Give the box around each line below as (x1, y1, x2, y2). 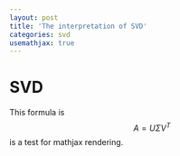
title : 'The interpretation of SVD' (9, 22, 147, 31)
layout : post (9, 13, 59, 23)
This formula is (9, 107, 65, 118)
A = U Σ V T (133, 121, 171, 133)
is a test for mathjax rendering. (9, 136, 124, 147)
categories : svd (9, 30, 71, 39)
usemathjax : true (9, 38, 75, 48)
